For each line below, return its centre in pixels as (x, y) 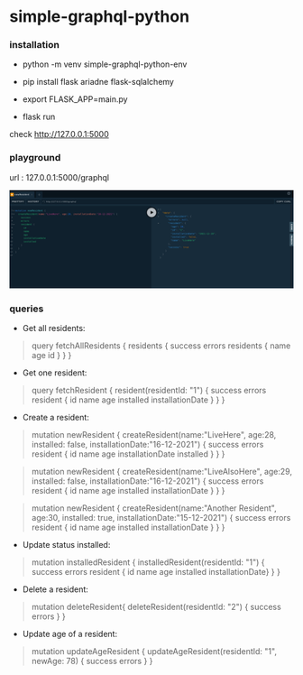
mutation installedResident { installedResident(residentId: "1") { (148, 562)
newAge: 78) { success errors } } (92, 661)
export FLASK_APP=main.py (75, 99)
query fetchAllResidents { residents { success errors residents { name (161, 346)
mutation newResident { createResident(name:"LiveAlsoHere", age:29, (162, 472)
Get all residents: (54, 328)
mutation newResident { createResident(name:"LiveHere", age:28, (154, 435)
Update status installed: (66, 545)
